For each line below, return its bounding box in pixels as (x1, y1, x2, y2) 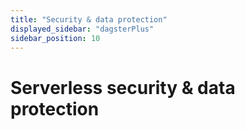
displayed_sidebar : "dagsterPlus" (10, 24, 155, 34)
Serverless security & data (10, 76, 236, 99)
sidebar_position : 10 (10, 33, 101, 43)
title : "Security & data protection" (10, 14, 168, 25)
